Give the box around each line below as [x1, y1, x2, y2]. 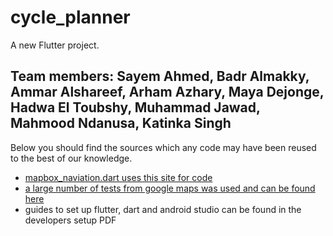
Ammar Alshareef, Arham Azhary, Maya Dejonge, [10, 84, 325, 101]
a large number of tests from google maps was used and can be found [24, 182, 316, 194]
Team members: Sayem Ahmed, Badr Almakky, [10, 68, 310, 85]
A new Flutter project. [10, 39, 100, 51]
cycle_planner [10, 6, 131, 29]
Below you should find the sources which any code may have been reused [10, 141, 317, 153]
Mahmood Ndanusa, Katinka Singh [10, 115, 232, 132]
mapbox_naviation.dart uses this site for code [24, 171, 213, 183]
